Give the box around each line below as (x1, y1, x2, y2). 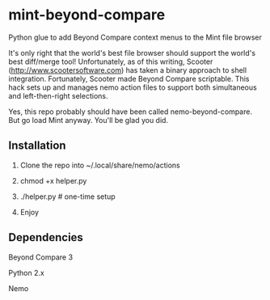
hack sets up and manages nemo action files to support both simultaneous (8, 82, 257, 92)
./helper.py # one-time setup (19, 192, 116, 201)
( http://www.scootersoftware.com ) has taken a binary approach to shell (8, 65, 247, 74)
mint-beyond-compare (8, 6, 166, 24)
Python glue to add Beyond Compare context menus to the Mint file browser (8, 32, 263, 42)
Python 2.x (8, 268, 44, 277)
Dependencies (8, 230, 83, 244)
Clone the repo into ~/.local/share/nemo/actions (19, 160, 180, 170)
